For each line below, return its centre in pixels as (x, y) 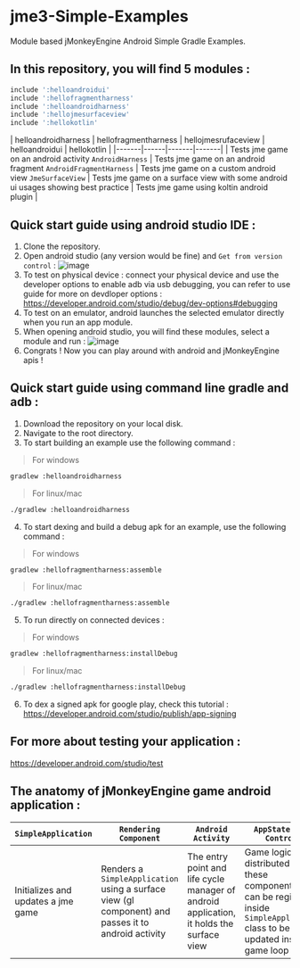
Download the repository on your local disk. (103, 423)
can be (259, 897)
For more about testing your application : (126, 742)
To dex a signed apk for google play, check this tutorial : (126, 704)
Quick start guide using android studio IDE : (133, 225)
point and (207, 867)
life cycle (206, 879)
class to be (267, 928)
